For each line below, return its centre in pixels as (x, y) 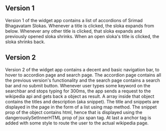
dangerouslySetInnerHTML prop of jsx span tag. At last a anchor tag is (78, 117)
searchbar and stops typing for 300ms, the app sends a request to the (78, 91)
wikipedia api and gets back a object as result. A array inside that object (80, 96)
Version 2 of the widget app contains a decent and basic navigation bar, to (82, 69)
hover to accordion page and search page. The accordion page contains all (83, 75)
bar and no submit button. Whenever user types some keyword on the (78, 85)
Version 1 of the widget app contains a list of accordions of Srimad (74, 20)
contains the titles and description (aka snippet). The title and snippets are (82, 101)
